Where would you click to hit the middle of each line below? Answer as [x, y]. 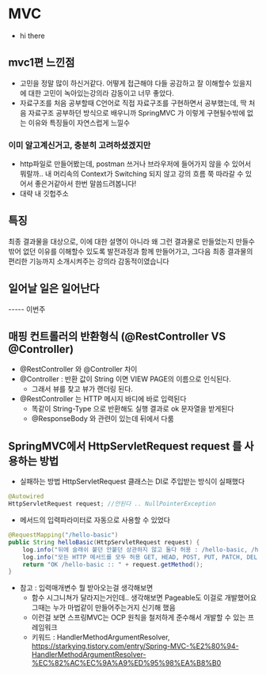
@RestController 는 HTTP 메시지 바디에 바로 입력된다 [103, 399]
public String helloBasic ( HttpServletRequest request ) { [104, 542]
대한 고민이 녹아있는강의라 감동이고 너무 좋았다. [101, 93]
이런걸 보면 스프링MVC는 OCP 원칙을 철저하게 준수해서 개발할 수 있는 [139, 617]
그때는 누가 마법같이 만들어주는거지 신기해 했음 [103, 608]
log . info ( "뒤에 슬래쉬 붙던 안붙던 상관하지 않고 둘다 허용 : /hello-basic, [135, 550]
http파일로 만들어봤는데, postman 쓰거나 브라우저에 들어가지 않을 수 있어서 [135, 164]
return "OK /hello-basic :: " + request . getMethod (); [113, 564]
